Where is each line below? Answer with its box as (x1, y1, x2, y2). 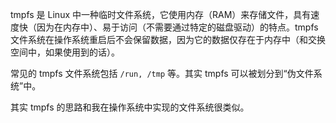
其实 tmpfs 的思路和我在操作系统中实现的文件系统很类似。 (10, 101, 250, 113)
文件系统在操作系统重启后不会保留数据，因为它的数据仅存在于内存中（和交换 (10, 34, 326, 45)
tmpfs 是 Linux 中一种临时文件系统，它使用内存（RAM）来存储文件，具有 (10, 9, 312, 20)
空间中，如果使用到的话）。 (10, 46, 120, 58)
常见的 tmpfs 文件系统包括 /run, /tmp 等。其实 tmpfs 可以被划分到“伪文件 (10, 68, 314, 79)
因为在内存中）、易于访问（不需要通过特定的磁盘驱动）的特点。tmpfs (36, 21, 319, 33)
